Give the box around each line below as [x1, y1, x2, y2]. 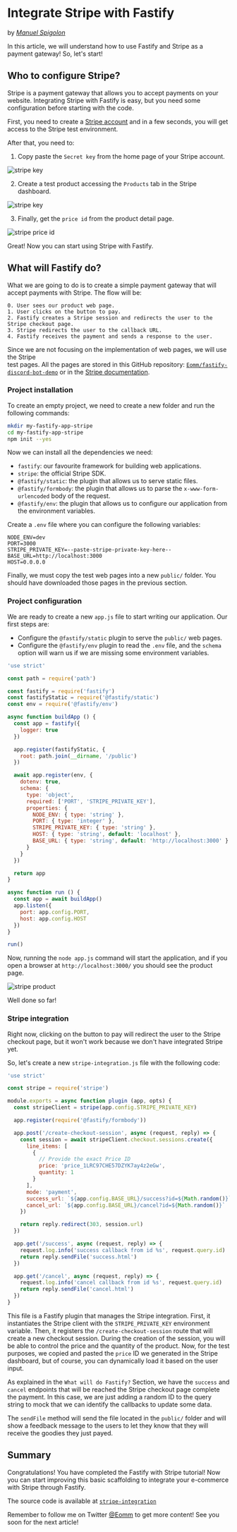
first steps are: [7, 619, 49, 628]
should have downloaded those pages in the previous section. [7, 578, 188, 587]
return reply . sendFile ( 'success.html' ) [20, 1253, 138, 1260]
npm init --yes [7, 435, 52, 442]
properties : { [25, 804, 68, 812]
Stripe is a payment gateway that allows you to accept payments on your [7, 88, 219, 97]
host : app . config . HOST [20, 915, 87, 922]
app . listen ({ [13, 902, 52, 909]
